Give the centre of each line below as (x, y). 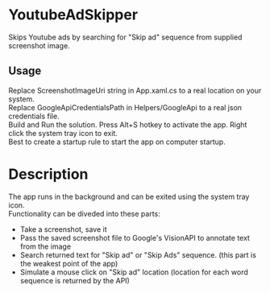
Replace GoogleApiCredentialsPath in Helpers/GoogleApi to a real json (125, 107)
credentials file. (34, 116)
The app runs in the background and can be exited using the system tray (129, 196)
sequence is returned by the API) (75, 280)
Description (48, 174)
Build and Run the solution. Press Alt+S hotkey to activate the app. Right (128, 124)
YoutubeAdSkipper (73, 15)
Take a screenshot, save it (63, 229)
